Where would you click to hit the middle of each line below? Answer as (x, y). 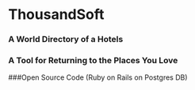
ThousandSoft (56, 15)
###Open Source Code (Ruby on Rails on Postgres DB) (98, 77)
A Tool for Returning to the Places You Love (93, 61)
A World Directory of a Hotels (66, 39)
